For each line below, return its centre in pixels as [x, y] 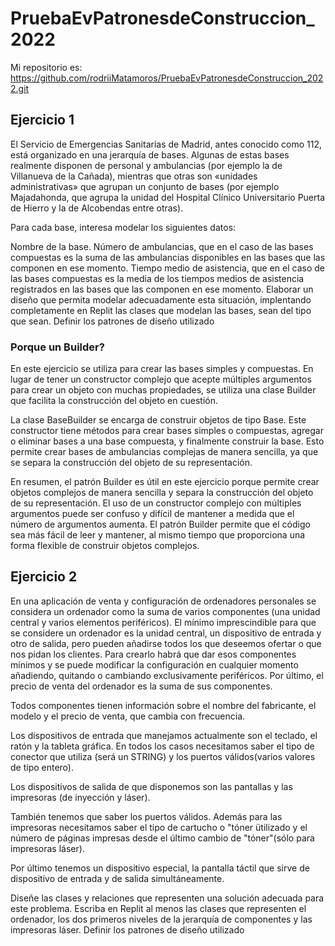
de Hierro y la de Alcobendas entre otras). [97, 208]
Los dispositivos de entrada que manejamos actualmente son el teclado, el [164, 735]
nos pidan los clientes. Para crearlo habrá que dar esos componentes [153, 654]
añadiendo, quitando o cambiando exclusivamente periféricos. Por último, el [167, 675]
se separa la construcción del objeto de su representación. [131, 463]
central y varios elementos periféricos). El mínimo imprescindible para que [163, 622]
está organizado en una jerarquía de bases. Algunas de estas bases [150, 154]
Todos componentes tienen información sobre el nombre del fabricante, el [163, 705]
